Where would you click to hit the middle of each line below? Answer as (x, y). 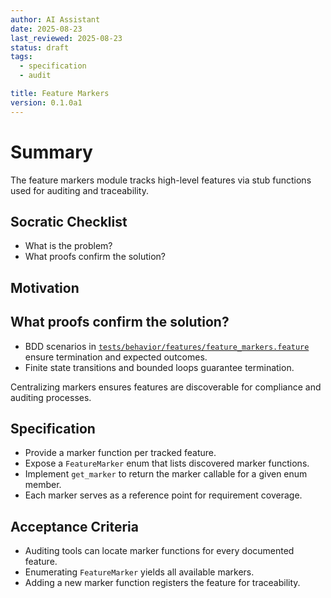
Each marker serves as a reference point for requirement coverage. (163, 495)
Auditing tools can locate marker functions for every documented (159, 551)
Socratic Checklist (69, 221)
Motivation (45, 287)
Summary (51, 152)
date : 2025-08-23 (46, 29)
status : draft (40, 47)
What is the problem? (68, 246)
